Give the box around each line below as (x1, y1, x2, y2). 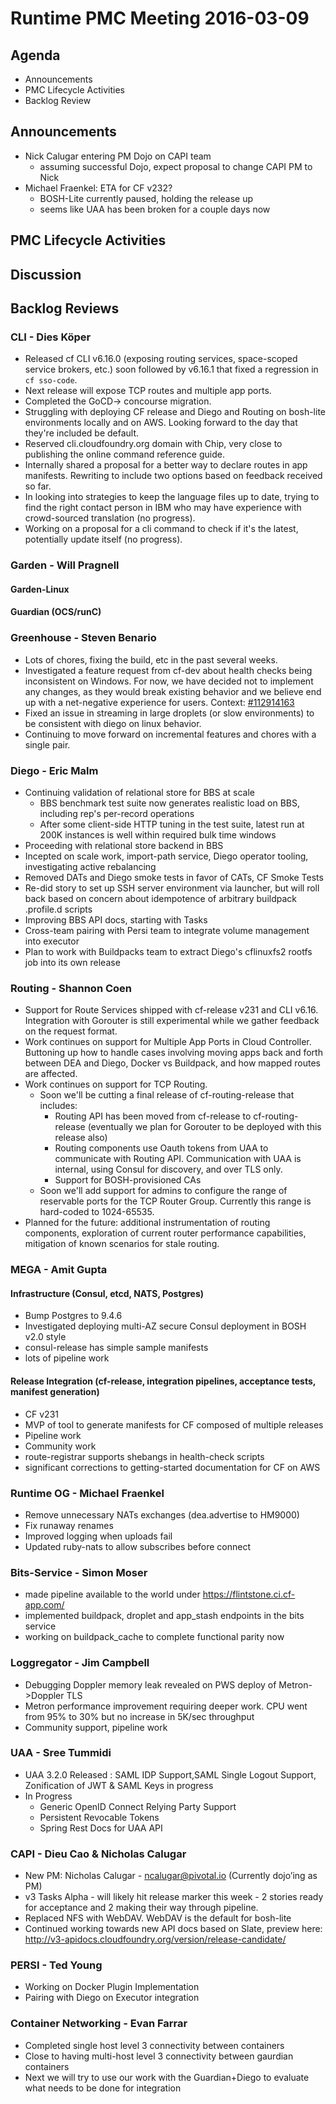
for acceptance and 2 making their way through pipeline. (24, 1902, 259, 1914)
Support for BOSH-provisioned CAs (54, 1174, 202, 1186)
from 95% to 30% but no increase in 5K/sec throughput (24, 1710, 255, 1722)
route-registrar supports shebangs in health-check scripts (24, 1450, 265, 1462)
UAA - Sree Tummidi (10, 1746, 112, 1760)
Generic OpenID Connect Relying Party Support (39, 1800, 237, 1812)
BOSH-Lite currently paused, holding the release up (39, 192, 254, 204)
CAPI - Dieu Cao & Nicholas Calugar (10, 1847, 187, 1861)
